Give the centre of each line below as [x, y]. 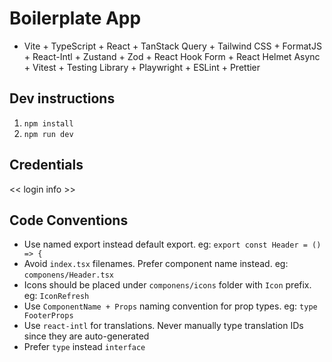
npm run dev [48, 134]
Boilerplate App [75, 18]
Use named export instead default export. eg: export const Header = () [172, 244]
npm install [48, 123]
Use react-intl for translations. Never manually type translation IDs [163, 326]
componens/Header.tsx [68, 275]
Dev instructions [62, 98]
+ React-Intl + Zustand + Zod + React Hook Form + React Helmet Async [172, 56]
